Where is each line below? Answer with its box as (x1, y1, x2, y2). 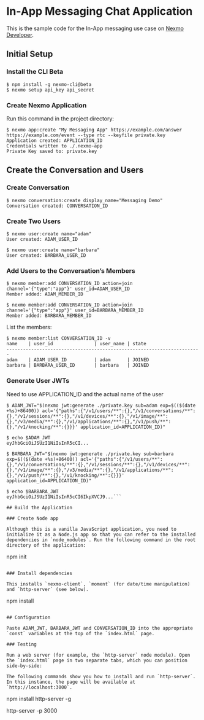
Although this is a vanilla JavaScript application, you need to (6, 526, 176, 532)
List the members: (6, 324, 52, 331)
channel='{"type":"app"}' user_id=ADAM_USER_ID (6, 286, 130, 292)
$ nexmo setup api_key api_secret (6, 87, 95, 93)
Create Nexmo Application (6, 101, 87, 109)
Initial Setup (6, 49, 53, 60)
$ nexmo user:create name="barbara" (6, 247, 100, 253)
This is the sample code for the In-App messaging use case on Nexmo (6, 25, 184, 32)
